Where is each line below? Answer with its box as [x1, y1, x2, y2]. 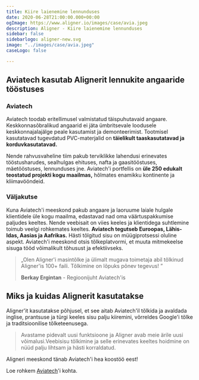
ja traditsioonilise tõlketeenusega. [6, 320, 88, 327]
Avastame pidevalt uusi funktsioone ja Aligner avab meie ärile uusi [20, 331, 184, 338]
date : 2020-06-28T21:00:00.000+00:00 [6, 14, 100, 20]
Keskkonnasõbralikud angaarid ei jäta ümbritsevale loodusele [6, 122, 157, 129]
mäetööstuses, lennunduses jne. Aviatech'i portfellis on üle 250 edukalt [6, 165, 183, 172]
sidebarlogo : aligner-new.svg [6, 36, 82, 42]
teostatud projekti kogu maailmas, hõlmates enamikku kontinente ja [6, 171, 175, 179]
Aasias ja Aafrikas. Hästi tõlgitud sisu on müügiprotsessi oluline [20, 231, 177, 239]
